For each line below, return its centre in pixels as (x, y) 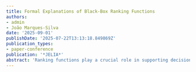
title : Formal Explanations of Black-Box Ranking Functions (81, 11)
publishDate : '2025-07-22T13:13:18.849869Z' (61, 38)
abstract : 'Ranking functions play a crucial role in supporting (87, 60)
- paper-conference (30, 49)
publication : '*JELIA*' (35, 55)
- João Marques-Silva (32, 28)
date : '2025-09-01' (30, 33)
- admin (15, 22)
